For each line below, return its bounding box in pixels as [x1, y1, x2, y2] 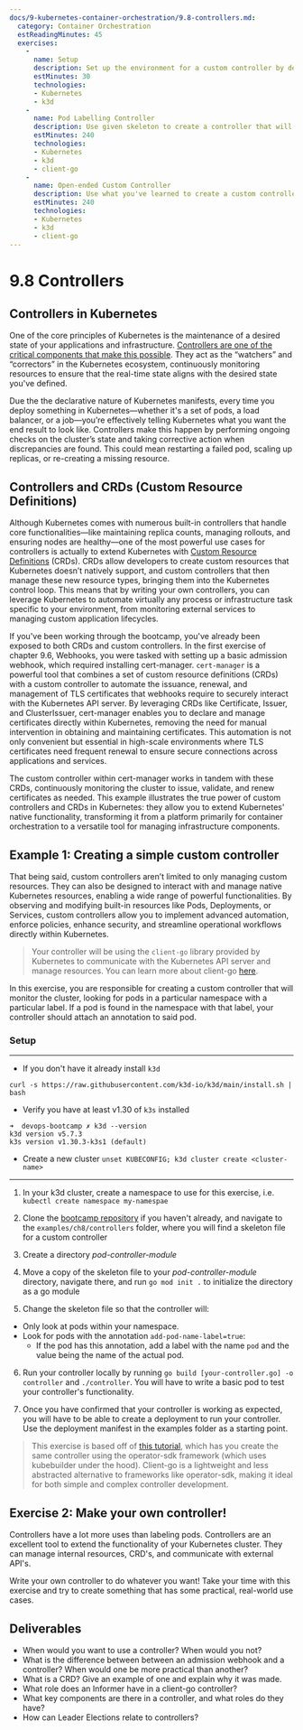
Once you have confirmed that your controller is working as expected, [22, 1404, 283, 1415]
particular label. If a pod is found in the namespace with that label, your [9, 1002, 274, 1012]
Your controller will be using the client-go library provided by [31, 946, 261, 957]
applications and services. [9, 756, 107, 767]
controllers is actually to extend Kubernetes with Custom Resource [9, 546, 257, 557]
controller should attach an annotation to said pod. [9, 1012, 197, 1022]
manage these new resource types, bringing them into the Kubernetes [9, 575, 271, 586]
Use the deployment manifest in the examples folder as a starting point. [22, 1423, 289, 1434]
